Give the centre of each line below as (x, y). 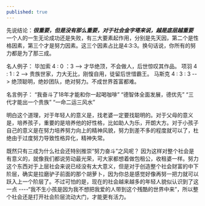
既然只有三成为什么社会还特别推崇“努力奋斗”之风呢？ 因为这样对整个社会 (98, 151)
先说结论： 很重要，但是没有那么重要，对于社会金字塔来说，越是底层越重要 (100, 30)
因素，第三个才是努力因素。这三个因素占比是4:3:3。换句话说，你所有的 (101, 45)
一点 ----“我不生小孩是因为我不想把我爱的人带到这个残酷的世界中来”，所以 (100, 189)
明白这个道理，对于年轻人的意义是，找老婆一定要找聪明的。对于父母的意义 (100, 115)
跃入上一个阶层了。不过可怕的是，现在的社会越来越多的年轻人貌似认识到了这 (103, 182)
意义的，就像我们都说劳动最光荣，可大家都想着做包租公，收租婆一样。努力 (105, 158)
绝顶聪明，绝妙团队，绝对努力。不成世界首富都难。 (76, 81)
